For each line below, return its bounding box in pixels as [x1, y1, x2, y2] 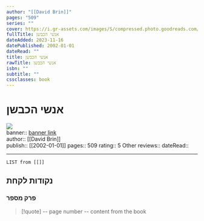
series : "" [6, 20, 34, 26]
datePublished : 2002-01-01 [6, 43, 75, 49]
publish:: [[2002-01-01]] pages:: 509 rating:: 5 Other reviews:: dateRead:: [6, 142, 189, 149]
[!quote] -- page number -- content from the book [21, 208, 147, 215]
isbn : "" [6, 65, 29, 72]
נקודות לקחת [6, 175, 53, 186]
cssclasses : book [6, 76, 50, 83]
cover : [6, 25, 23, 32]
